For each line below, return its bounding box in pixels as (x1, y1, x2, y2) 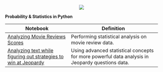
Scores (7, 39, 24, 46)
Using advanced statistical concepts (71, 47, 154, 54)
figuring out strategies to (7, 53, 64, 60)
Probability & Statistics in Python (5, 14, 73, 19)
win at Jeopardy (7, 59, 45, 66)
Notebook (25, 25, 49, 31)
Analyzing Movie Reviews (7, 33, 66, 40)
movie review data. (71, 39, 114, 46)
